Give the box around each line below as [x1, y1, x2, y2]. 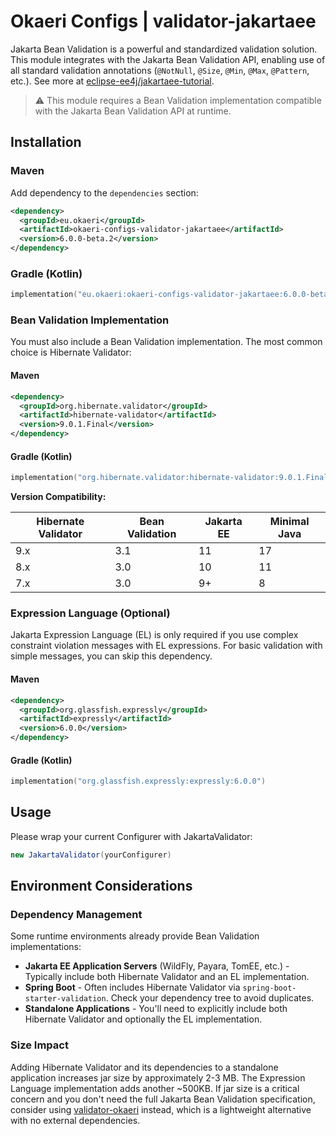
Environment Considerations [10, 878, 193, 895]
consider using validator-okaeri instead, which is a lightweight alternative [10, 1103, 312, 1115]
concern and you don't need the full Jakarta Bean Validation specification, [10, 1093, 316, 1105]
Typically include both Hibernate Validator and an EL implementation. [24, 971, 310, 983]
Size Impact [10, 1038, 69, 1052]
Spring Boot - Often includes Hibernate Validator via [24, 981, 241, 994]
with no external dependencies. [10, 1114, 141, 1126]
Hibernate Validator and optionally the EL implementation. [24, 1013, 263, 1025]
